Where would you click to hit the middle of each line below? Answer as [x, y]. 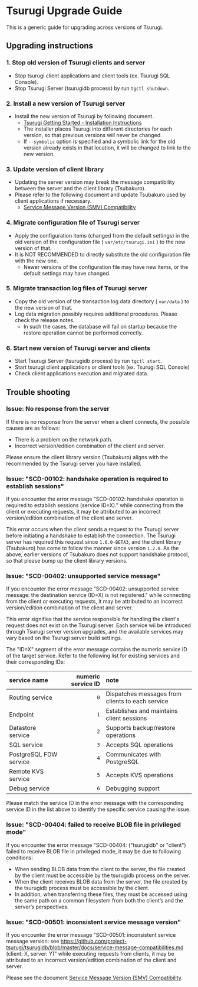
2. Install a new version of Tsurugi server [66, 103]
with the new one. [36, 261]
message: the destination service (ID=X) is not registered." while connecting [98, 595]
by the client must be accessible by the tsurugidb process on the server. [102, 875]
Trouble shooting [38, 392]
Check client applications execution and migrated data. [81, 374]
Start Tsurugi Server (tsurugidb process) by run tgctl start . [88, 361]
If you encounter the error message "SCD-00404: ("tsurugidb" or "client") [96, 845]
